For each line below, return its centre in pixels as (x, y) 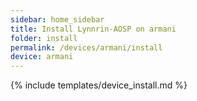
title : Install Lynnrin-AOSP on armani (93, 29)
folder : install (44, 38)
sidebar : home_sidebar (57, 19)
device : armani (42, 57)
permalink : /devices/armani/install (86, 47)
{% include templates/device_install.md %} (99, 85)
